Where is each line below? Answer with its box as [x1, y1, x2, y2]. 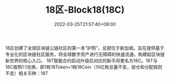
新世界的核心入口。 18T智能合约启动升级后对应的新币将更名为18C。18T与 [5, 57, 158, 63]
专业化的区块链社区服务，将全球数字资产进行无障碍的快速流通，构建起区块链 [5, 51, 165, 57]
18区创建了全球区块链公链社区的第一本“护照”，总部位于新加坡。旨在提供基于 [5, 45, 164, 51]
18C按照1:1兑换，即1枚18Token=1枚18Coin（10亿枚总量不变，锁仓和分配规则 [5, 64, 163, 70]
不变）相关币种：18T [5, 70, 49, 76]
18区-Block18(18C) [45, 4, 125, 16]
